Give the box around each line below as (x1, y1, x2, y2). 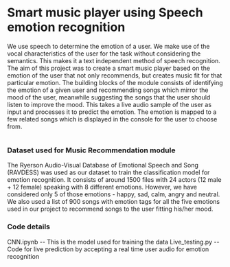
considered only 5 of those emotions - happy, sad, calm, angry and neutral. (7, 190, 220, 198)
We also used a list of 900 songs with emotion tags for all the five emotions (7, 198, 220, 206)
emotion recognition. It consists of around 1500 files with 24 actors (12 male (7, 176, 222, 184)
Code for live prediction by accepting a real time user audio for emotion (7, 245, 209, 253)
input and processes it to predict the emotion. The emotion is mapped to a (7, 108, 217, 116)
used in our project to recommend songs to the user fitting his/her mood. (7, 205, 214, 213)
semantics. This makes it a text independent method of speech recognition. (7, 56, 221, 65)
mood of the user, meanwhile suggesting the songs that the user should (7, 93, 211, 101)
